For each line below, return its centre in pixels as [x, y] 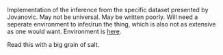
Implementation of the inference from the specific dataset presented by [108, 10]
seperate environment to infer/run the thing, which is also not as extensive [112, 24]
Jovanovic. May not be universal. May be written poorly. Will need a [103, 17]
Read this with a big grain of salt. [53, 44]
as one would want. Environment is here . [64, 31]
